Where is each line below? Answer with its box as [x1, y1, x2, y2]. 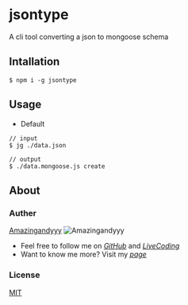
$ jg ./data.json [9, 141, 67, 149]
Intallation [9, 55, 60, 68]
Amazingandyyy [9, 225, 63, 236]
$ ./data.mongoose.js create [9, 162, 106, 170]
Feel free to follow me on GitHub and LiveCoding [20, 241, 180, 251]
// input [9, 134, 38, 143]
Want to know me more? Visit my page [20, 249, 148, 260]
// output [9, 155, 42, 163]
